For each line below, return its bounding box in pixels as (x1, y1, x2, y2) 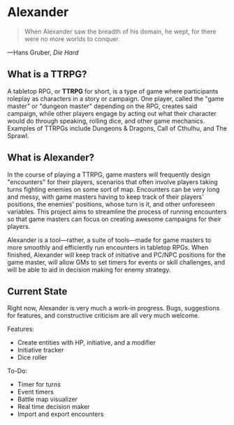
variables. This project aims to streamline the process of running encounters (7, 207, 227, 216)
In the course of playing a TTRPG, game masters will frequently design (7, 170, 211, 179)
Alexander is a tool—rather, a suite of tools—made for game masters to (7, 235, 212, 244)
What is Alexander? (7, 151, 95, 164)
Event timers (17, 388, 54, 396)
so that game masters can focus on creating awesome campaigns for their (7, 214, 221, 223)
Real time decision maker (17, 403, 90, 411)
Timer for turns (17, 380, 61, 389)
